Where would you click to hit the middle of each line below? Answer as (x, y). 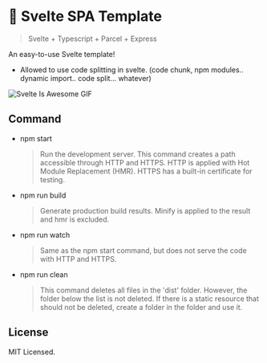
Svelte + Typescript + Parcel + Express (93, 39)
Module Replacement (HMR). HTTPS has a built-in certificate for (146, 171)
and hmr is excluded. (75, 219)
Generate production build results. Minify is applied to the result (145, 210)
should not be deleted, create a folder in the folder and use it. (141, 307)
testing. (53, 179)
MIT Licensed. (32, 352)
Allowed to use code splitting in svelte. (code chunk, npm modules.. (131, 69)
